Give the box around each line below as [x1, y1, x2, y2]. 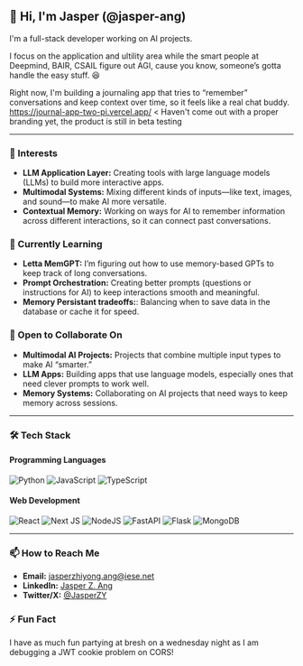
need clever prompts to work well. [22, 378, 150, 389]
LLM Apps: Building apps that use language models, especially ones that [22, 368, 294, 379]
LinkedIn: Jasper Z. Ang [22, 580, 113, 591]
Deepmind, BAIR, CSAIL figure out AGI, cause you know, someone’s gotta [9, 60, 281, 70]
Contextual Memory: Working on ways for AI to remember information [22, 206, 286, 217]
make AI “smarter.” [22, 358, 93, 370]
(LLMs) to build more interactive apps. [22, 177, 165, 188]
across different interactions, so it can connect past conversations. [22, 216, 271, 227]
